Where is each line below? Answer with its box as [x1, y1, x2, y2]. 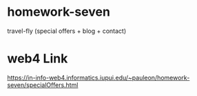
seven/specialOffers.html [7, 80, 79, 89]
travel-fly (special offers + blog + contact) [7, 27, 127, 35]
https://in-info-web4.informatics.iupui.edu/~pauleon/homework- [7, 73, 190, 82]
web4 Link [7, 51, 68, 67]
